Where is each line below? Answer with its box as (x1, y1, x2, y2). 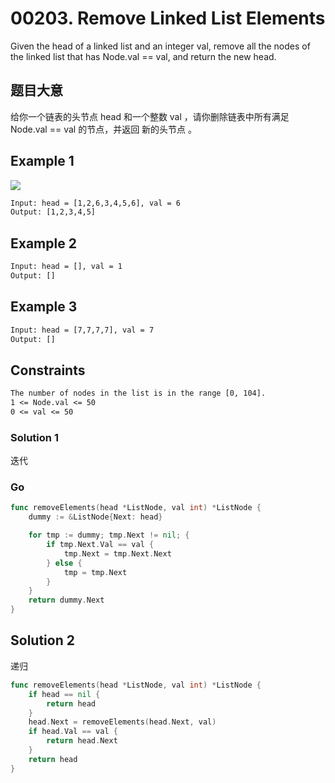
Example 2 (10, 235, 77, 252)
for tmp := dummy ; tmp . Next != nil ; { (28, 530, 190, 541)
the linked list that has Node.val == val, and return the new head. (10, 50, 277, 62)
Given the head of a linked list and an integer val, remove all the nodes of (10, 40, 311, 52)
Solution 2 (10, 632, 75, 649)
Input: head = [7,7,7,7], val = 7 (10, 325, 155, 335)
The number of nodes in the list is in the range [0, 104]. (10, 388, 267, 399)
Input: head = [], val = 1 (10, 262, 123, 272)
